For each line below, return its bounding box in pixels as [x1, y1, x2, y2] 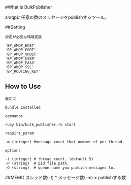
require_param [5, 130, 34, 136]
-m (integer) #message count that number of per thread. [5, 139, 125, 144]
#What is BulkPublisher [5, 4, 53, 10]
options [5, 148, 21, 153]
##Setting [5, 24, 26, 30]
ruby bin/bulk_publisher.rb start [5, 122, 76, 127]
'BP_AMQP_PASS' [5, 61, 36, 65]
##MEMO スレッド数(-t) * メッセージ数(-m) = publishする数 [5, 174, 126, 180]
